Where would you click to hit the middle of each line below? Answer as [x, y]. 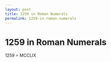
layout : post [18, 9]
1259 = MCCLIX [21, 55]
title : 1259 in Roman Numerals [36, 14]
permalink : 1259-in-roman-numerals [41, 18]
